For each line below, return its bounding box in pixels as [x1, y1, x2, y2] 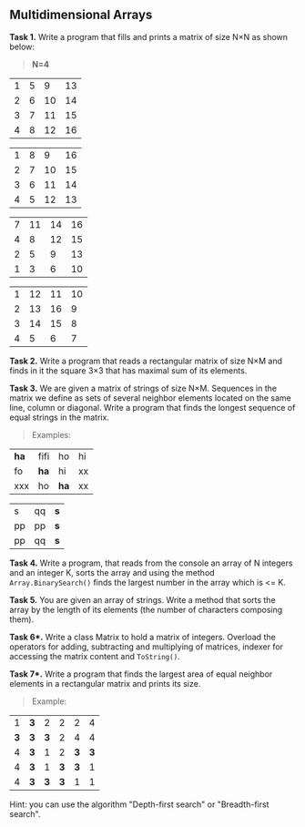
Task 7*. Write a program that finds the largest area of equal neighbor [9, 669, 273, 679]
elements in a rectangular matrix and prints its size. [9, 678, 201, 689]
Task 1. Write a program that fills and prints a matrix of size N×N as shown [9, 31, 289, 42]
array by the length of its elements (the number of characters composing [9, 604, 283, 615]
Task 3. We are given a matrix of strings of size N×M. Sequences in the [9, 383, 278, 393]
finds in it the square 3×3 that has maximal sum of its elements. [9, 364, 248, 376]
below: [9, 41, 35, 52]
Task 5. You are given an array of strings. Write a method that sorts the [9, 594, 276, 605]
